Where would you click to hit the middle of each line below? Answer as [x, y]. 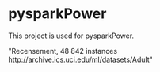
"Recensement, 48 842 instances [63, 51]
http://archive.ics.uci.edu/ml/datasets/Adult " [80, 59]
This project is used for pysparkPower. [71, 36]
